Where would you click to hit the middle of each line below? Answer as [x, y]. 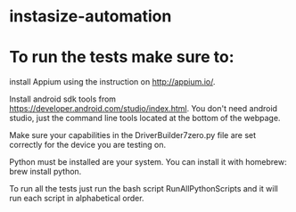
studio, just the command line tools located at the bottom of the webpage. [145, 118]
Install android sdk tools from [63, 99]
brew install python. [45, 172]
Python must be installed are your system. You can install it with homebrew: [148, 162]
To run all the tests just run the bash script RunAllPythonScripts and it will [144, 189]
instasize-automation [90, 16]
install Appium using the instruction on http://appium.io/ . [112, 82]
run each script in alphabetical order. [77, 199]
